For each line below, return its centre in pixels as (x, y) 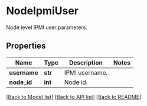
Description (86, 62)
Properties (26, 46)
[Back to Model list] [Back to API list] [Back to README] (74, 97)
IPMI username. (86, 72)
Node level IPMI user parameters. (47, 27)
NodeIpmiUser (42, 11)
